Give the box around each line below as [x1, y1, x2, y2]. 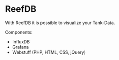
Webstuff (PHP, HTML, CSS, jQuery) [12, 49, 86, 55]
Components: [5, 29, 33, 35]
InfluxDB [12, 38, 30, 45]
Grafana [12, 44, 29, 50]
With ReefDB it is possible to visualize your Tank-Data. [5, 20, 115, 26]
